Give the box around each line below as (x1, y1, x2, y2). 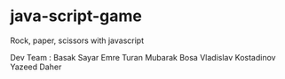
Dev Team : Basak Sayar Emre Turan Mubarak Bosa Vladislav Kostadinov (10, 52, 276, 62)
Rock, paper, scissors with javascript (10, 35, 145, 46)
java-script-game (10, 6, 143, 26)
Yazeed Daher (10, 61, 62, 72)
